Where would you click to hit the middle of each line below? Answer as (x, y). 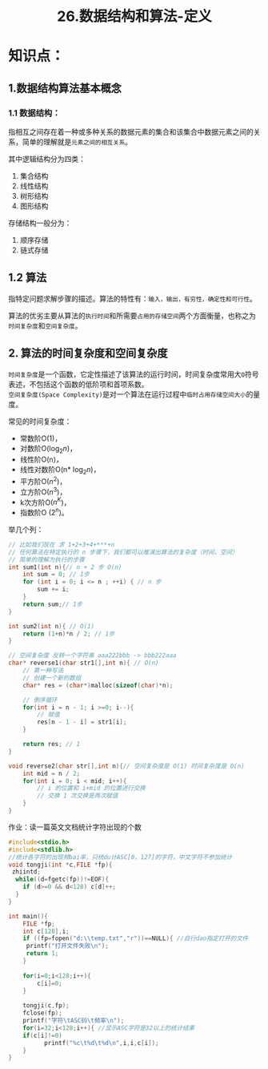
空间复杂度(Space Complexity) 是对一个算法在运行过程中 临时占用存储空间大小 (127, 394)
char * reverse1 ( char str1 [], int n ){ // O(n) (84, 663)
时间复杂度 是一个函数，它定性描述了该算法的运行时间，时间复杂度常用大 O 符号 (134, 374)
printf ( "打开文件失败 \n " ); (68, 946)
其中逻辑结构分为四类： (47, 159)
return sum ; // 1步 (52, 604)
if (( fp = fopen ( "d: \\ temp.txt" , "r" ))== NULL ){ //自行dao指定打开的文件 (136, 938)
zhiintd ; (26, 872)
